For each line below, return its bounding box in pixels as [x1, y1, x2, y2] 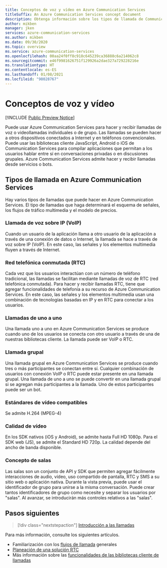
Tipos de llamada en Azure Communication [5, 176, 142, 184]
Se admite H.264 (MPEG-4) [5, 410, 62, 416]
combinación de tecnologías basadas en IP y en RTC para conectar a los [5, 297, 154, 303]
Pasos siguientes [5, 509, 60, 517]
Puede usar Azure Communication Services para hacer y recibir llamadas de [5, 124, 162, 130]
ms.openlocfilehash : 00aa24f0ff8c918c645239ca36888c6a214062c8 [5, 53, 139, 59]
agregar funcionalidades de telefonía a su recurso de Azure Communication [5, 286, 161, 292]
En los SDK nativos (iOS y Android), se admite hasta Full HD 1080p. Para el [5, 434, 158, 440]
